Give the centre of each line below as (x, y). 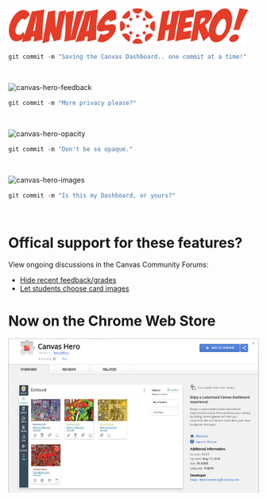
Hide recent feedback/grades (68, 280)
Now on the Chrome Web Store (112, 320)
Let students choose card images (74, 289)
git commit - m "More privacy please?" (72, 103)
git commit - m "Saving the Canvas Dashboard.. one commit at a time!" (128, 57)
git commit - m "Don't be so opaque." (71, 149)
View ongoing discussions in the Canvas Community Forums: (108, 265)
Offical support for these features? (126, 242)
